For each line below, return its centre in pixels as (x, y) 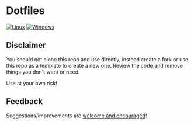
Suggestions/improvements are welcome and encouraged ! (77, 116)
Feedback (25, 101)
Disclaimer (26, 45)
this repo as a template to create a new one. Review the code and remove (94, 65)
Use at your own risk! (32, 83)
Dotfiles (25, 11)
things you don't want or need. (43, 72)
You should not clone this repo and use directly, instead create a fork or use (97, 59)
